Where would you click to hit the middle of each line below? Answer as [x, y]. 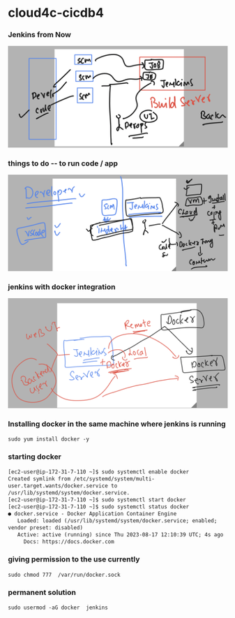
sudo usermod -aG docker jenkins [58, 608]
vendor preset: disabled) [45, 528]
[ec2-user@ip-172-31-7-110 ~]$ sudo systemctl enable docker [99, 472]
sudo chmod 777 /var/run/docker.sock [64, 575]
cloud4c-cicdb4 [56, 13]
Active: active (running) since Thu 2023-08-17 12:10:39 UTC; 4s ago [120, 535]
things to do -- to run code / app [63, 163]
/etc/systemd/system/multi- [114, 479]
